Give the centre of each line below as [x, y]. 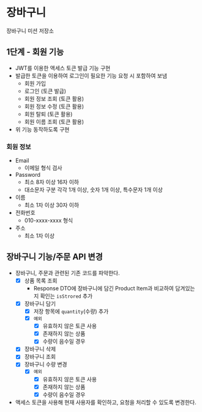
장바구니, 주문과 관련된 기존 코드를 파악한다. [68, 273]
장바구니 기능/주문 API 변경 [54, 257]
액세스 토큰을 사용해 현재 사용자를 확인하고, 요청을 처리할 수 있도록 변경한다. [106, 402]
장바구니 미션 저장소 [30, 31]
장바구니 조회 [40, 357]
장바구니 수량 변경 [46, 364]
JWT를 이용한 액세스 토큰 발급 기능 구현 [63, 68]
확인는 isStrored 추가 [66, 296]
